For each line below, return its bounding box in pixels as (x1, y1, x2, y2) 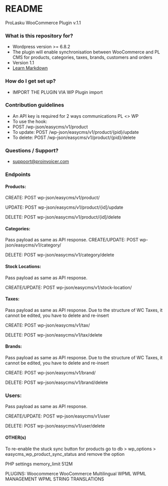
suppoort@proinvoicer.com (12, 158, 69, 165)
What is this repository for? (5, 32, 74, 39)
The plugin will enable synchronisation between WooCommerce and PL (12, 49, 160, 55)
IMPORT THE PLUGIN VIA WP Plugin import (12, 89, 103, 95)
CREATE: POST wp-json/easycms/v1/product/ (5, 195, 100, 201)
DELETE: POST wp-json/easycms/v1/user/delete (5, 423, 105, 429)
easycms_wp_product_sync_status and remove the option (5, 451, 125, 457)
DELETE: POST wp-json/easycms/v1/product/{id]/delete (5, 214, 121, 220)
